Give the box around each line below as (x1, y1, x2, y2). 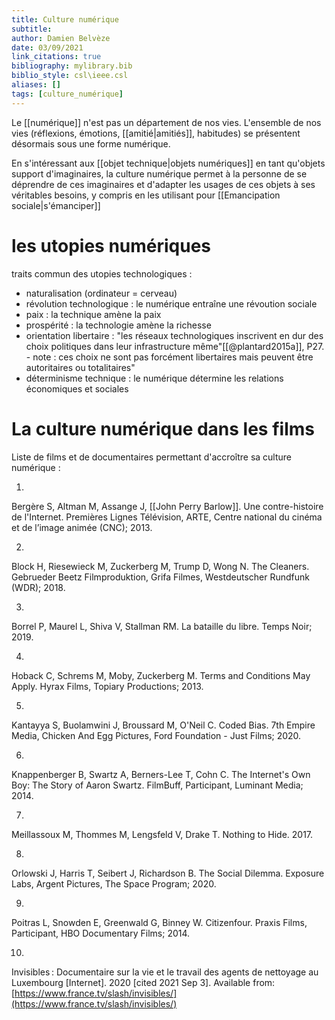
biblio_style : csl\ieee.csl (11, 71, 129, 81)
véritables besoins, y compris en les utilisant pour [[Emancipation (11, 189, 281, 201)
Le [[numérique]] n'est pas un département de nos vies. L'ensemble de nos (11, 116, 322, 128)
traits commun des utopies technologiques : (11, 267, 193, 280)
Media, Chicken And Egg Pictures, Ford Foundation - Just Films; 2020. (11, 729, 302, 741)
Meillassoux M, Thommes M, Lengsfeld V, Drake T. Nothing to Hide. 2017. (11, 828, 314, 840)
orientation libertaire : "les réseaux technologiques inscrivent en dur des (25, 329, 324, 341)
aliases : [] (11, 80, 61, 90)
